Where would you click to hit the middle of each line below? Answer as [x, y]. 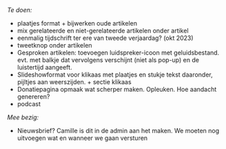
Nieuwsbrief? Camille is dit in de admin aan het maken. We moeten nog [118, 131]
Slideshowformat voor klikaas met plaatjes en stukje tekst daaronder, [115, 74]
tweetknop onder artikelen [54, 45]
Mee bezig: [23, 117]
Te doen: [20, 10]
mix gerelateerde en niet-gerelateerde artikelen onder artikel [103, 31]
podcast [29, 104]
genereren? [33, 97]
